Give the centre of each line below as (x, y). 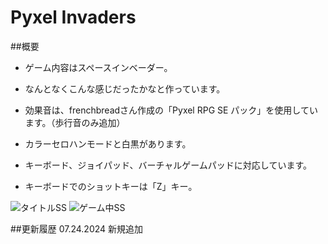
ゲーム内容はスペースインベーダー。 (98, 67)
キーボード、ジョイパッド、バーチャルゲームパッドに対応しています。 (168, 165)
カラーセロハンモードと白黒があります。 (108, 143)
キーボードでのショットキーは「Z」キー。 (111, 186)
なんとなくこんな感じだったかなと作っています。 (125, 88)
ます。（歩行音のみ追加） (75, 122)
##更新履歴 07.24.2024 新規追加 (77, 228)
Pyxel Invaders (73, 17)
